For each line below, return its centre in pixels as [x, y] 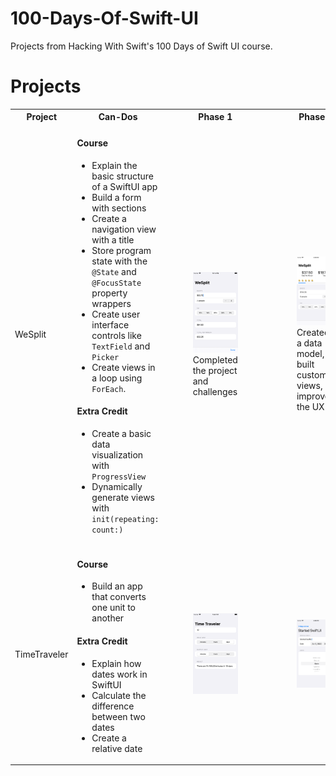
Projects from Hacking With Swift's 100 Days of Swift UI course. [141, 46]
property [109, 293]
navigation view [124, 229]
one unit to [114, 608]
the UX [310, 407]
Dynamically [117, 487]
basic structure [122, 176]
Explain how [116, 663]
